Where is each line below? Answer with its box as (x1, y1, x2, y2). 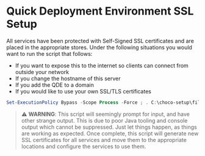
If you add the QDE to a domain (15, 81, 95, 89)
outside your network (15, 68, 69, 75)
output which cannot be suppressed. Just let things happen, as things (21, 123, 197, 131)
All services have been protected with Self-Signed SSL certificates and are (6, 37, 194, 44)
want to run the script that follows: (6, 50, 93, 57)
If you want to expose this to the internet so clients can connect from (15, 62, 189, 69)
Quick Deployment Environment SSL (6, 4, 194, 18)
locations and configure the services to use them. (21, 143, 146, 150)
